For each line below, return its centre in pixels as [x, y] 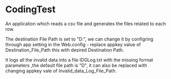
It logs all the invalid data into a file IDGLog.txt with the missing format [79, 60]
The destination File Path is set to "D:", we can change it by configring [79, 39]
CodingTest [30, 9]
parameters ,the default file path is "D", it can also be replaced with [76, 65]
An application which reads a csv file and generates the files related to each [85, 24]
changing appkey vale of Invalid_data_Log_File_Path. [61, 71]
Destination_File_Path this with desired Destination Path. [65, 50]
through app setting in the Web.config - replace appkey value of [73, 44]
